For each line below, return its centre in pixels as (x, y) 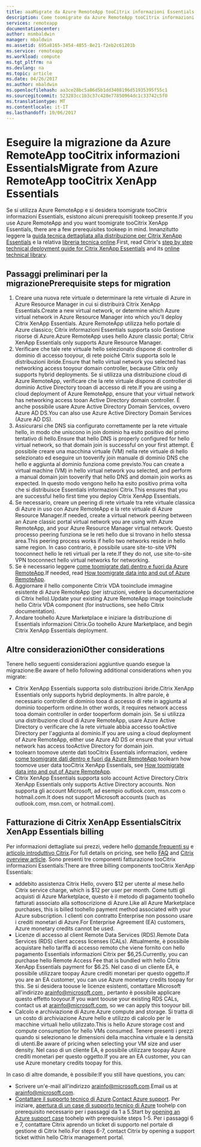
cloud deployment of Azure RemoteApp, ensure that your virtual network (105, 394)
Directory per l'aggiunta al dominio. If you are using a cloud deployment (103, 733)
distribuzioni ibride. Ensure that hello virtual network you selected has (100, 362)
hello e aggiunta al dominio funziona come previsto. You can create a (100, 464)
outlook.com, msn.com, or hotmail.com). (65, 803)
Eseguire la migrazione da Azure (88, 142)
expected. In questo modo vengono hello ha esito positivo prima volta (101, 483)
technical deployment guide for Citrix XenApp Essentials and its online (93, 249)
